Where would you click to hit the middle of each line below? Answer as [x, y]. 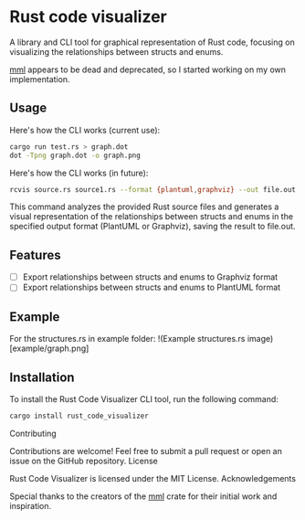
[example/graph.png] [49, 348]
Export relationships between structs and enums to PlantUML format [152, 287]
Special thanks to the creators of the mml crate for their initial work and [143, 496]
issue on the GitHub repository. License [84, 461]
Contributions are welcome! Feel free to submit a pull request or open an [146, 451]
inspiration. [31, 505]
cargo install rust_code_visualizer [79, 416]
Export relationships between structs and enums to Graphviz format [150, 277]
